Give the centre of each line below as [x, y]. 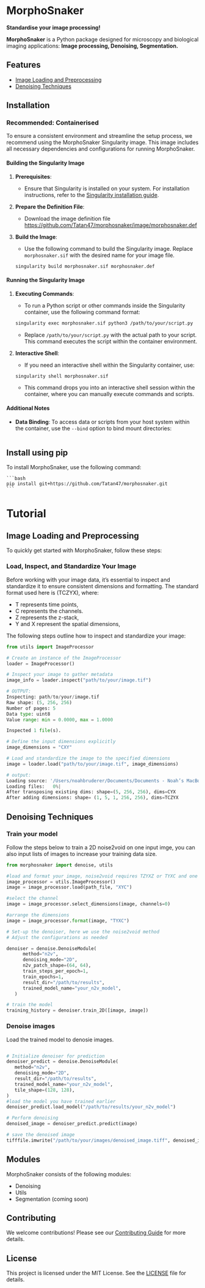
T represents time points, [47, 604]
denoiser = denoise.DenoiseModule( [52, 948]
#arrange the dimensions [38, 915]
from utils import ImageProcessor [50, 647]
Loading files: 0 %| [34, 786]
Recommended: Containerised [53, 123]
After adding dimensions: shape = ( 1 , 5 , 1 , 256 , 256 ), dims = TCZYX [92, 798]
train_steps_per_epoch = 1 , [55, 971]
